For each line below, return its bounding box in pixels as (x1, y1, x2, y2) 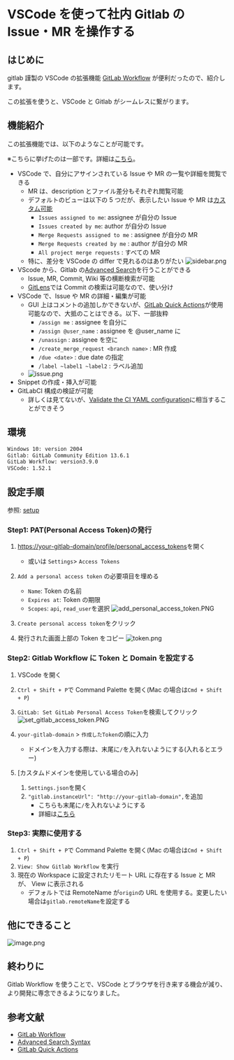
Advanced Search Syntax (17, 1038, 91, 1046)
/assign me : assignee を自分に (38, 317, 128, 326)
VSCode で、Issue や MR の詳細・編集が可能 (17, 292, 147, 300)
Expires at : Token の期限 (27, 596, 101, 604)
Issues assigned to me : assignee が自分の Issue (38, 213, 177, 221)
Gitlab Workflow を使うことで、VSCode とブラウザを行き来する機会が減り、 (7, 980, 227, 989)
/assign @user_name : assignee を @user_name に (38, 327, 182, 335)
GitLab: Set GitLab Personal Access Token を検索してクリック (17, 708, 198, 716)
